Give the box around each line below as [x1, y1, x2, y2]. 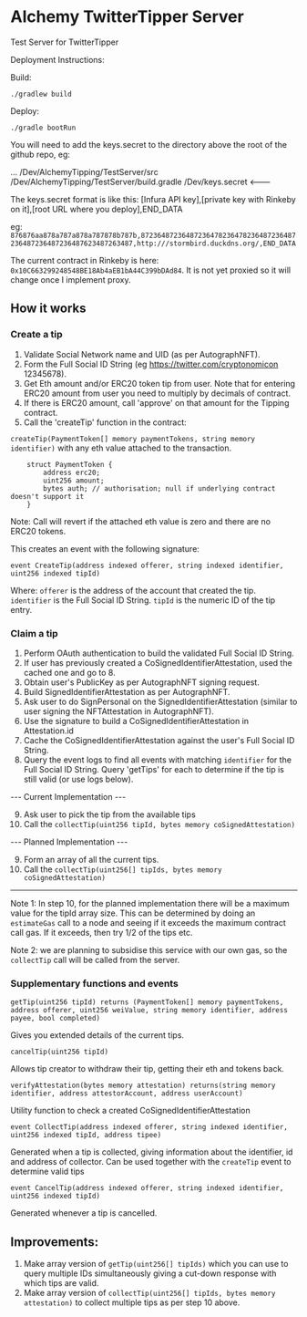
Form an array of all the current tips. [23, 854, 159, 865]
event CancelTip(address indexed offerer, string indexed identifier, [10, 1184, 284, 1193]
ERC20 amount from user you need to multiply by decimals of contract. [23, 388, 291, 399]
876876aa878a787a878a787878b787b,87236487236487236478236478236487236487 [10, 231, 297, 240]
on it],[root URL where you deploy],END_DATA [10, 203, 183, 214]
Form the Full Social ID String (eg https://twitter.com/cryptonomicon [23, 358, 279, 369]
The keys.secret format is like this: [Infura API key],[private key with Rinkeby [10, 193, 297, 204]
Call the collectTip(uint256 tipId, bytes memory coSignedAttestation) [23, 818, 295, 829]
